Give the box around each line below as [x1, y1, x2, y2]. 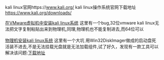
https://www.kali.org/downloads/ [5, 10, 72, 16]
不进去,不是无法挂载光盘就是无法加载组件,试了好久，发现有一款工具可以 [13, 44, 159, 49]
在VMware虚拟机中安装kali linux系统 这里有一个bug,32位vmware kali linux [5, 20, 155, 26]
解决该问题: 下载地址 [5, 50, 46, 56]
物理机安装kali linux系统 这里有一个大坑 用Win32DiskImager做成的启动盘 [5, 37, 152, 43]
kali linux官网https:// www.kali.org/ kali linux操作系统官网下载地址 [5, 4, 136, 10]
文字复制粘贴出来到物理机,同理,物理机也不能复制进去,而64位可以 [13, 26, 144, 32]
